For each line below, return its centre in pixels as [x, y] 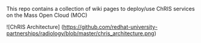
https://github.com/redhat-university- [111, 27]
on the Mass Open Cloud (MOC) [47, 15]
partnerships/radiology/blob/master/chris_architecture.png [80, 33]
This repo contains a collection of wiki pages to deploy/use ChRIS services [100, 9]
